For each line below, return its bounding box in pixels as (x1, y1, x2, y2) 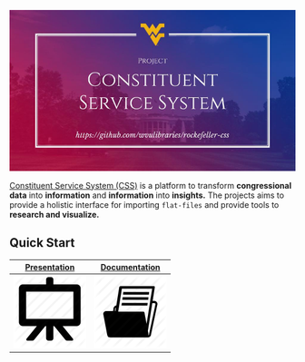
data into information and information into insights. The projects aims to (9, 190, 284, 201)
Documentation (100, 261, 161, 272)
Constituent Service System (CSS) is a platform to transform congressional (9, 180, 292, 191)
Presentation (25, 261, 75, 272)
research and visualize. (9, 209, 100, 220)
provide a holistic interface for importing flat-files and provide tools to (9, 199, 280, 210)
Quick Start (9, 235, 75, 250)
